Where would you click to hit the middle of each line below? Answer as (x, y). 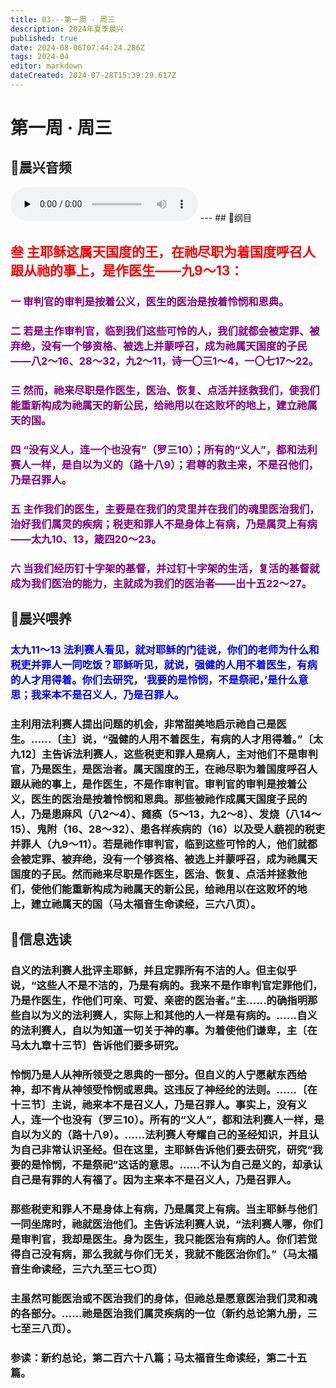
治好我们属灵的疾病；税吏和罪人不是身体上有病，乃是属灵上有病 (164, 524)
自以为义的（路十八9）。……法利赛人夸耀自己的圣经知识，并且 (159, 1135)
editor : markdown (46, 66)
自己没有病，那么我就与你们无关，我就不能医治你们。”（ (154, 1254)
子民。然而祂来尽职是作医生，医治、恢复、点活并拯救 (169, 874)
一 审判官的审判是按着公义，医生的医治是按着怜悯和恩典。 (150, 302)
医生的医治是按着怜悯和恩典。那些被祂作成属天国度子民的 (169, 799)
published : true (44, 38)
